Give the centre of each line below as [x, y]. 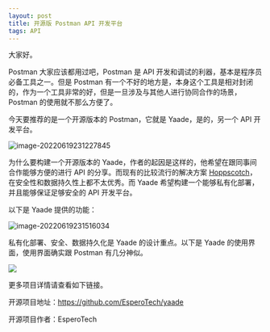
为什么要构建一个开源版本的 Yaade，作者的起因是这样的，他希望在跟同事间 [133, 162]
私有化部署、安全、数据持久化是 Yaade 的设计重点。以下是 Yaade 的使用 [128, 242]
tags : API [25, 31]
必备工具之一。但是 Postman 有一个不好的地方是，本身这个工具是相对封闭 [131, 82]
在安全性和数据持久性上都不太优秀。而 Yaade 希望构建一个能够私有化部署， [134, 183]
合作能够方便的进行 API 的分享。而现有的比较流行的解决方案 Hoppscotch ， [133, 172]
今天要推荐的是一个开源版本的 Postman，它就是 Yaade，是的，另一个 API [130, 120]
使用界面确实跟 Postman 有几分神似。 [85, 253]
